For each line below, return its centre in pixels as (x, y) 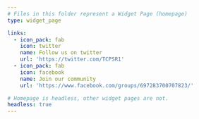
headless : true (30, 105)
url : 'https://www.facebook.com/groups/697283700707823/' (107, 85)
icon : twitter (41, 46)
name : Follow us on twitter (61, 53)
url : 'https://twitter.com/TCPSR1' (72, 60)
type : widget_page (34, 20)
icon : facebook (42, 72)
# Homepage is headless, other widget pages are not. (88, 98)
